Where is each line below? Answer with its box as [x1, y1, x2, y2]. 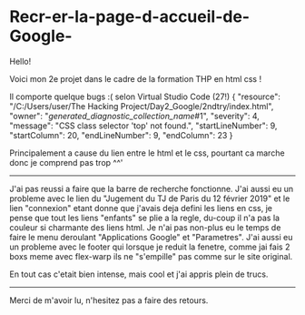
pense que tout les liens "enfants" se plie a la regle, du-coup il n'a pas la [9, 212, 280, 223]
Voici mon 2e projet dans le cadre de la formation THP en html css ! [9, 73, 261, 84]
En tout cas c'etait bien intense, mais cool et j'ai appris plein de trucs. [9, 269, 269, 279]
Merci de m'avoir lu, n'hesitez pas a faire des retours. [9, 294, 209, 306]
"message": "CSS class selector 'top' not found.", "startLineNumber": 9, [9, 120, 278, 131]
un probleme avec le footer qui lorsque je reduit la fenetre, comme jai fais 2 [9, 241, 290, 252]
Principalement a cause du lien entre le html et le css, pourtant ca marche [9, 147, 285, 158]
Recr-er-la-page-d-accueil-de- [9, 6, 251, 27]
